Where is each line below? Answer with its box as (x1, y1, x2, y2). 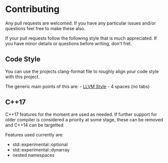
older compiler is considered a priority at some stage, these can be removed (5, 116, 163, 122)
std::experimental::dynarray (12, 146, 70, 152)
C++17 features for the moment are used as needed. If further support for (5, 111, 157, 117)
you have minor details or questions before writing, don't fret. (5, 40, 132, 46)
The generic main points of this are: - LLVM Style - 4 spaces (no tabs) (5, 83, 150, 89)
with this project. (5, 74, 40, 80)
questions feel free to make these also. (5, 25, 86, 31)
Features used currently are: (5, 131, 64, 137)
